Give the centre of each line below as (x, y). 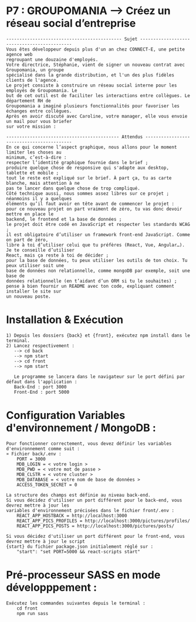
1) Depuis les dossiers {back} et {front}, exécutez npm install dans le (98, 335)
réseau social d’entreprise (71, 23)
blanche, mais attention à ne (43, 183)
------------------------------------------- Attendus (75, 137)
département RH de (28, 101)
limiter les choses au (34, 152)
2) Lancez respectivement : (40, 345)
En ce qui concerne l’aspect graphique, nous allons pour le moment (92, 147)
